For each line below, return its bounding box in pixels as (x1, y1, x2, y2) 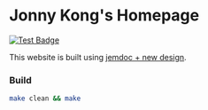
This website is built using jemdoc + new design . (9, 51, 188, 62)
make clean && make (9, 94, 81, 103)
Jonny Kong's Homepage (9, 5, 200, 26)
